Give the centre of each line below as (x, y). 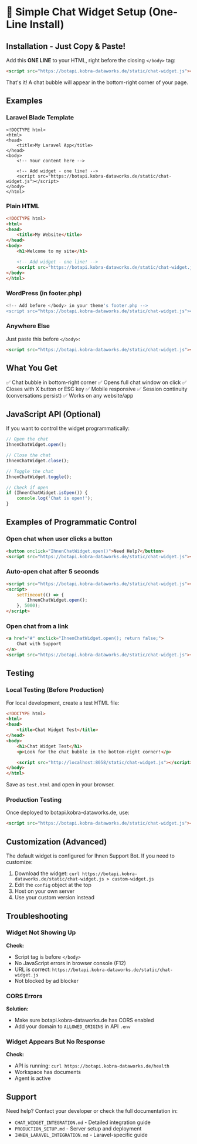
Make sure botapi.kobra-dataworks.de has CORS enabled (84, 1020)
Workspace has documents (47, 1072)
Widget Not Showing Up (41, 933)
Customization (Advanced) (57, 841)
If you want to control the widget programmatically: (68, 428)
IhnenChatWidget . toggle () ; (39, 477)
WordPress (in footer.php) (44, 293)
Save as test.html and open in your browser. (61, 785)
